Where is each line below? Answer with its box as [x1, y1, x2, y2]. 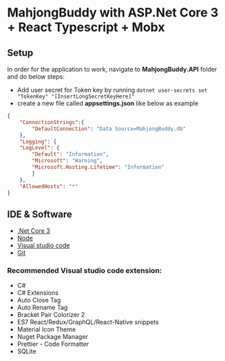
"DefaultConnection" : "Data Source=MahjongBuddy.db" [32, 125, 186, 132]
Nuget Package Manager [17, 333, 88, 341]
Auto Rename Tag [17, 303, 68, 311]
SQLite [17, 347, 36, 355]
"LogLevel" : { [19, 145, 60, 152]
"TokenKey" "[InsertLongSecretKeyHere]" [17, 93, 135, 100]
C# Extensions [17, 289, 58, 297]
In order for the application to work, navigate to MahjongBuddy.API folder [7, 65, 217, 73]
